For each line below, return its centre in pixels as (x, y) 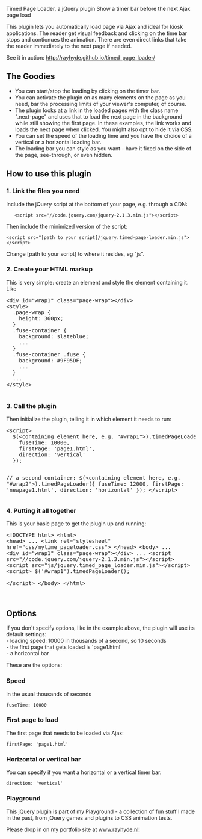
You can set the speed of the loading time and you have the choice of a (103, 135)
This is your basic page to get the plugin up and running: (76, 524)
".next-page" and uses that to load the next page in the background (99, 116)
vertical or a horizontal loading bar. (58, 142)
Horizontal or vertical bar (44, 759)
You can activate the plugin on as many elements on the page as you (100, 97)
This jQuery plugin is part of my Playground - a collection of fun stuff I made (101, 811)
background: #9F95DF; (51, 360)
